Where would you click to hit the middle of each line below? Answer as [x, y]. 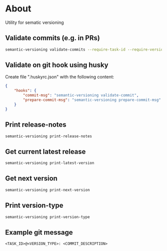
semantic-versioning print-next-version [48, 190]
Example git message [39, 232]
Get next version [31, 179]
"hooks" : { [25, 91]
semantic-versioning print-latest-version [50, 163]
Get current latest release [45, 151]
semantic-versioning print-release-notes [49, 136]
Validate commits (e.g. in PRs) [53, 38]
